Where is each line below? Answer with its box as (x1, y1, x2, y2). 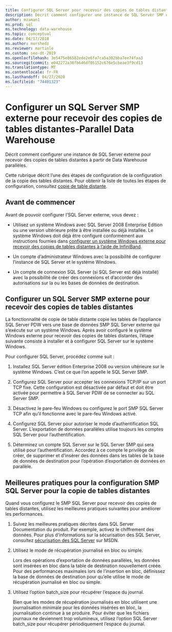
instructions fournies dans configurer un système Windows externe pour (12, 238, 166, 244)
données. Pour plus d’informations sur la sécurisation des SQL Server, (12, 532, 161, 538)
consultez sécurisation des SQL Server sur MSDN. (12, 537, 119, 544)
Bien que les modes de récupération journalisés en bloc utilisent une (12, 599, 157, 605)
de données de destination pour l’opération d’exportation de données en (12, 458, 165, 464)
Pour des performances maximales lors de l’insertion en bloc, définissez (12, 568, 165, 574)
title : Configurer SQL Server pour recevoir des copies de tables (5, 7, 150, 13)
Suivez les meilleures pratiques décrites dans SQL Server (12, 521, 134, 527)
